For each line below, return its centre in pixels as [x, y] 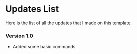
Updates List [32, 9]
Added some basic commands [44, 47]
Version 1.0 [19, 36]
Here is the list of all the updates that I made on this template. [68, 23]
